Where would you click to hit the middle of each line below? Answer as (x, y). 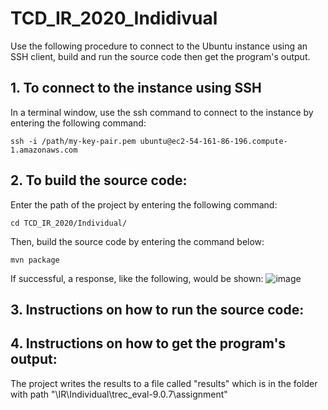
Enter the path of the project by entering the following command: (144, 204)
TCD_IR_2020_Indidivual (114, 18)
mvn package (35, 260)
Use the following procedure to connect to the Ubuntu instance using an (159, 46)
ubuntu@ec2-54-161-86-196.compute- (213, 141)
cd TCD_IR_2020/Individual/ (69, 223)
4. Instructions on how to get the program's (148, 343)
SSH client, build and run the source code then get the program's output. (160, 56)
